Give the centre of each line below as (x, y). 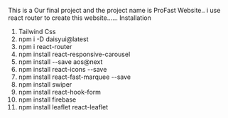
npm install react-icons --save (63, 69)
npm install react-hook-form (60, 92)
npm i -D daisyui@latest (53, 39)
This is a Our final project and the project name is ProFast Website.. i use (114, 10)
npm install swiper (45, 84)
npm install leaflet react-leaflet (63, 107)
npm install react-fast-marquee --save (74, 77)
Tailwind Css (37, 32)
